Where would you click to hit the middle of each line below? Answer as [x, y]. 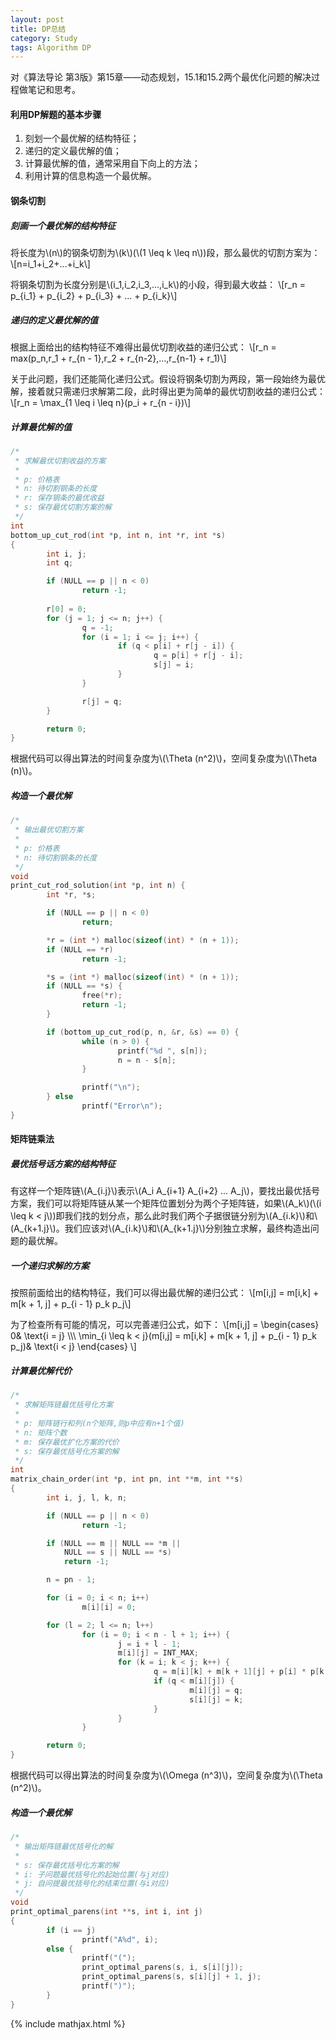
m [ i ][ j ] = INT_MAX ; [158, 1653]
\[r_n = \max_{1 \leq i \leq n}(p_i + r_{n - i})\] [101, 402]
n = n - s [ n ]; [147, 1060]
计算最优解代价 [41, 1370]
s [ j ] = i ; [174, 665]
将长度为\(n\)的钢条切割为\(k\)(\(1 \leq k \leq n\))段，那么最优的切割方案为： [165, 253]
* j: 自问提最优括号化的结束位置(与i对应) [92, 1884]
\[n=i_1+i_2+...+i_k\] [50, 264]
